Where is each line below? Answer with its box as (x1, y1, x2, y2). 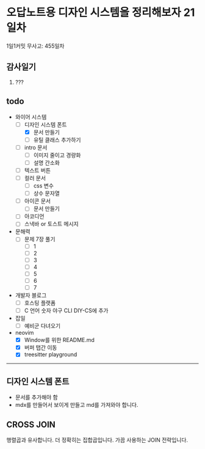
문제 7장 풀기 (24, 236, 56, 243)
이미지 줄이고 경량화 (33, 151, 81, 159)
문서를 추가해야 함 (15, 393, 58, 401)
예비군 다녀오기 (24, 322, 61, 330)
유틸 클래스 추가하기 (33, 136, 81, 144)
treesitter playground (24, 351, 77, 358)
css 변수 (33, 182, 54, 189)
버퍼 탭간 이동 (24, 344, 57, 351)
